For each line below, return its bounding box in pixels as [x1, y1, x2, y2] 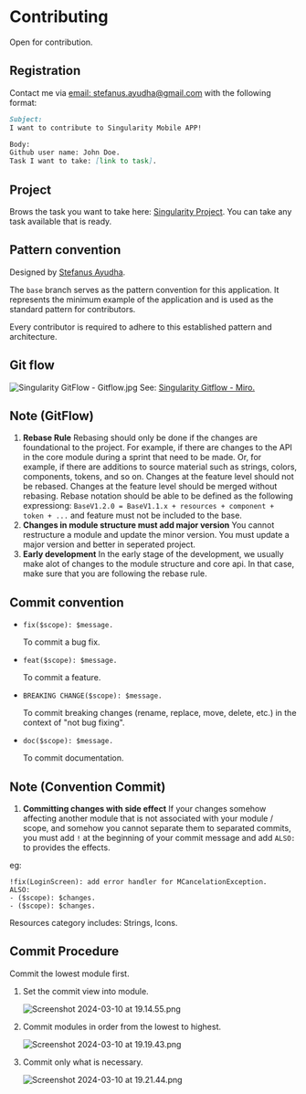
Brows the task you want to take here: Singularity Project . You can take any [9, 205, 292, 216]
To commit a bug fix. [22, 636, 100, 647]
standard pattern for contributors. [9, 303, 136, 314]
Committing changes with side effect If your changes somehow [22, 804, 267, 814]
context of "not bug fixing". [22, 717, 125, 728]
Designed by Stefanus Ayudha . [9, 267, 126, 278]
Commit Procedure [9, 943, 120, 960]
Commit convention [9, 594, 125, 610]
